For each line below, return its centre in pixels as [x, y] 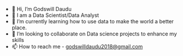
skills [18, 40]
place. [19, 27]
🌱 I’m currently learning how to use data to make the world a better [93, 21]
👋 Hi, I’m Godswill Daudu [41, 9]
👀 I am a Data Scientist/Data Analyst [55, 15]
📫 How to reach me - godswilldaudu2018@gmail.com [77, 46]
